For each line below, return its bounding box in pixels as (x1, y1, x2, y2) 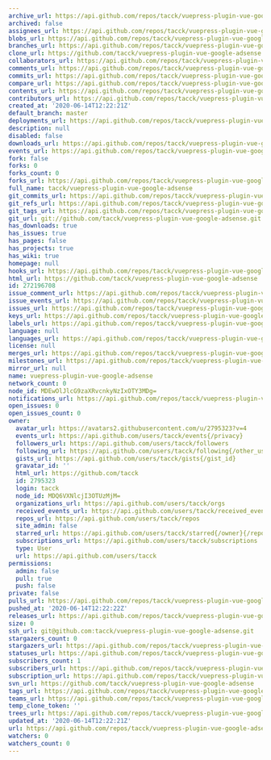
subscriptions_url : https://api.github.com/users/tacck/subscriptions (15, 537, 258, 545)
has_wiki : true (8, 252, 60, 260)
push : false (15, 582, 56, 590)
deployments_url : (8, 117, 67, 125)
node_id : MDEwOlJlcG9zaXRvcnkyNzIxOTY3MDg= (8, 386, 157, 395)
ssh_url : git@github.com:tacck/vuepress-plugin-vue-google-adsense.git (8, 627, 254, 635)
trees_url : (8, 709, 45, 718)
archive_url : (8, 11, 52, 20)
